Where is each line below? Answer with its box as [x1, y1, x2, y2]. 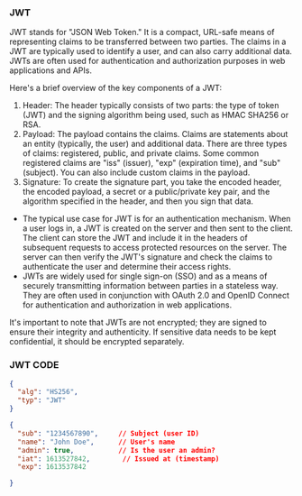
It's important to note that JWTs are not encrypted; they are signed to [9, 317, 268, 328]
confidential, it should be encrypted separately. [9, 336, 185, 347]
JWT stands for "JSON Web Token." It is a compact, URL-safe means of [9, 27, 275, 38]
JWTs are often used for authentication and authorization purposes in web [9, 56, 286, 67]
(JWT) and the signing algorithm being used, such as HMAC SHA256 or [22, 110, 289, 121]
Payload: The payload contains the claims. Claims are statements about [22, 129, 288, 140]
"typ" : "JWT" [17, 396, 67, 405]
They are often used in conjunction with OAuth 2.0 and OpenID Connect [22, 290, 290, 301]
